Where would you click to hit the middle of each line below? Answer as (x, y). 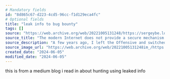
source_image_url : (25, 47)
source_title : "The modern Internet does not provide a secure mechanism (85, 38)
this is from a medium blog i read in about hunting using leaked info (75, 71)
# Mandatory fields (26, 10)
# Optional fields (25, 19)
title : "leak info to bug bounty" (42, 24)
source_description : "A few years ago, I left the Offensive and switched (86, 43)
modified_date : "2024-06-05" (36, 57)
